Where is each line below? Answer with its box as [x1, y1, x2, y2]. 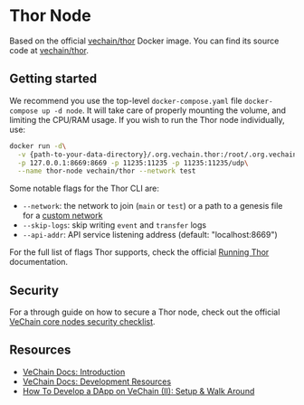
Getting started [9, 71, 98, 87]
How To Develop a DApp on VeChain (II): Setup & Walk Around [22, 385, 255, 396]
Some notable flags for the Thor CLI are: [9, 183, 160, 194]
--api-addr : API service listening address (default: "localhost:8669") [22, 230, 278, 240]
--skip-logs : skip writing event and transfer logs [22, 220, 206, 231]
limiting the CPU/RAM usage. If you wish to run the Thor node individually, [9, 114, 285, 125]
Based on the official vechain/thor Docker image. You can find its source [9, 35, 280, 46]
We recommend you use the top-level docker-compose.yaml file [9, 95, 242, 106]
